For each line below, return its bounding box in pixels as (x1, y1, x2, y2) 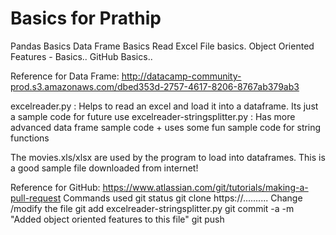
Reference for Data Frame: (10, 70, 120, 82)
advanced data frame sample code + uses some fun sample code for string (10, 121, 322, 133)
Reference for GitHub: (10, 181, 101, 193)
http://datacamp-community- (121, 70, 242, 82)
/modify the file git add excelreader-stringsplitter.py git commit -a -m (10, 202, 295, 214)
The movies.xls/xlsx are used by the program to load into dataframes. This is (10, 151, 326, 163)
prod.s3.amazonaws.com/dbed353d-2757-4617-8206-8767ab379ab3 (10, 80, 300, 92)
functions (10, 132, 50, 144)
